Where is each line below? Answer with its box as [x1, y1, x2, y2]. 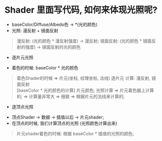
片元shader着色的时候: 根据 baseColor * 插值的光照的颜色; [16, 130, 134, 137]
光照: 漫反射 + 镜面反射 [11, 27, 58, 33]
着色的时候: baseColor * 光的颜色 [11, 64, 79, 71]
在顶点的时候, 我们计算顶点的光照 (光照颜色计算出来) [11, 120, 117, 126]
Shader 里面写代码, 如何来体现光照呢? [4, 4, 158, 16]
